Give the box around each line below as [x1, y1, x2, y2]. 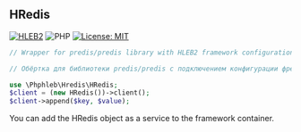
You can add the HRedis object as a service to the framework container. [9, 113, 275, 124]
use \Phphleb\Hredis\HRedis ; [9, 80, 118, 89]
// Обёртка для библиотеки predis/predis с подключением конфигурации [9, 64, 279, 73]
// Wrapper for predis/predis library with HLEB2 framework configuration [9, 48, 295, 57]
